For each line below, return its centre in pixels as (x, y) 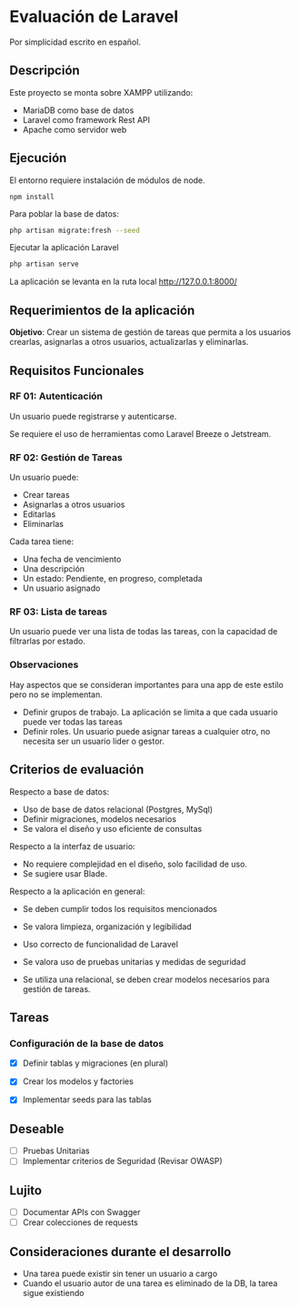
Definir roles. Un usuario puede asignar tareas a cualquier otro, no (146, 731)
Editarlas (39, 514)
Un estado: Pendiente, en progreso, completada (112, 579)
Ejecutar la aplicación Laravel (65, 248)
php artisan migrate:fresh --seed (75, 230)
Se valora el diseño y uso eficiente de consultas (112, 828)
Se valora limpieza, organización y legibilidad (107, 927)
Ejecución (38, 158)
